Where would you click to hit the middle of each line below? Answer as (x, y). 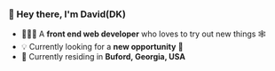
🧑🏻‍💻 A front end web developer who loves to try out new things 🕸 (144, 34)
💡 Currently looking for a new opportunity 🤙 (102, 47)
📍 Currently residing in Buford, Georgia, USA (103, 57)
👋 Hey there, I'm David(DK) (67, 14)
